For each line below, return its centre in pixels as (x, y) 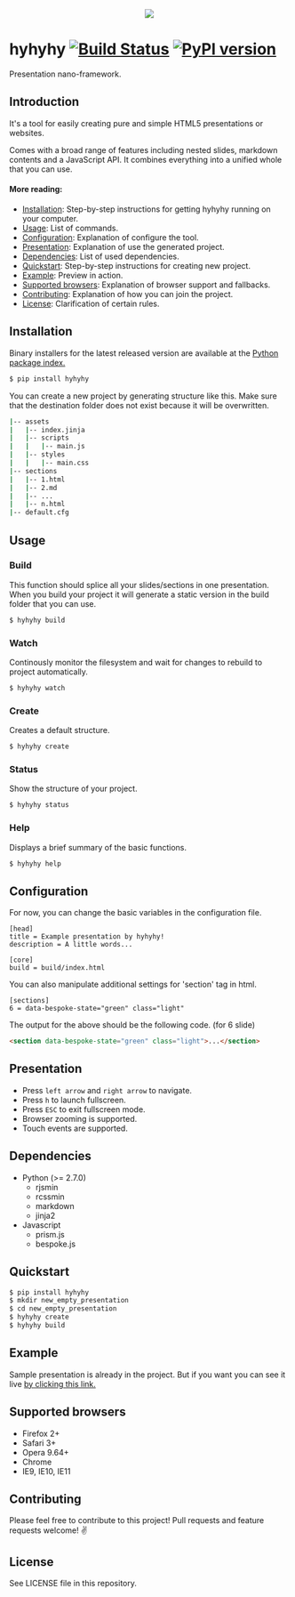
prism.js (50, 1234)
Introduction (44, 102)
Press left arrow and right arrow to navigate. (107, 1090)
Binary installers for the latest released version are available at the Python (144, 353)
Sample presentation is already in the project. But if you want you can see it (147, 1375)
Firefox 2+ (41, 1433)
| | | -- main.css (49, 463)
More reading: (36, 190)
